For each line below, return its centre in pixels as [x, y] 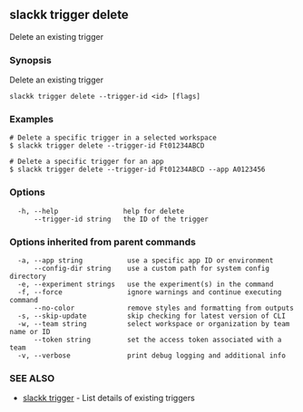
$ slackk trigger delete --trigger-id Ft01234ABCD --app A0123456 [137, 170]
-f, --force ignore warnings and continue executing [150, 292]
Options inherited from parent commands [103, 242]
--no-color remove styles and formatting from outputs [164, 308]
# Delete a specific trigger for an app [87, 162]
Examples [32, 120]
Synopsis [30, 60]
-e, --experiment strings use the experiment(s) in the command [146, 284]
